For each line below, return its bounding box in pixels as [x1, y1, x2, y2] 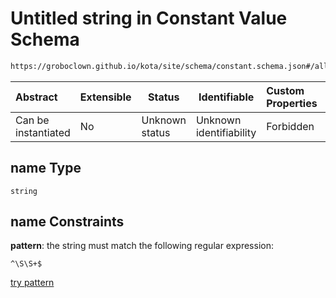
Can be [15, 113, 50, 127]
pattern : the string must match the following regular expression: [10, 240, 274, 252]
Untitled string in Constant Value [10, 7, 288, 30]
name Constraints [10, 213, 125, 231]
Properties [266, 96, 318, 110]
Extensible [79, 90, 132, 104]
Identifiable [198, 90, 255, 104]
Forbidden [266, 119, 315, 133]
